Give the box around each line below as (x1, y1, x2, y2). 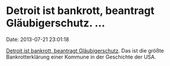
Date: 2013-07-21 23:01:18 (6, 36, 69, 43)
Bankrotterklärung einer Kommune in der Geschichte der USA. (6, 53, 157, 60)
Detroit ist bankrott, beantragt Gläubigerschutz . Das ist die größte (6, 47, 164, 54)
